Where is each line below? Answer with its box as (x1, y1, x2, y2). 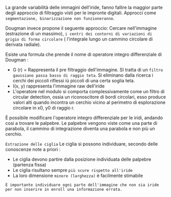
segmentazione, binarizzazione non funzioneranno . (5, 15, 115, 21)
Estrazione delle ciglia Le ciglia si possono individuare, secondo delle (5, 141, 158, 147)
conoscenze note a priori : (5, 146, 61, 152)
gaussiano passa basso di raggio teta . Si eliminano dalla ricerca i (12, 72, 154, 78)
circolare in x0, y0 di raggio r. (12, 105, 75, 111)
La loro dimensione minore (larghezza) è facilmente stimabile (12, 172, 143, 179)
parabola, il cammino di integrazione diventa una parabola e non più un (5, 125, 155, 132)
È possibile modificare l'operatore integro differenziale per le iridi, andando (5, 115, 163, 121)
